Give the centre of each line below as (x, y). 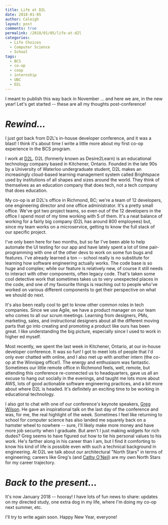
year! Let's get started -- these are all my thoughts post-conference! (76, 104)
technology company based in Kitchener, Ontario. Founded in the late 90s (81, 164)
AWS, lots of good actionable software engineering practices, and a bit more (84, 383)
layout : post (19, 24)
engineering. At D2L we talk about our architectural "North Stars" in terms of (84, 452)
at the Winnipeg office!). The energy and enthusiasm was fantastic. (81, 362)
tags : (11, 56)
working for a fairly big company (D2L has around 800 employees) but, (78, 221)
